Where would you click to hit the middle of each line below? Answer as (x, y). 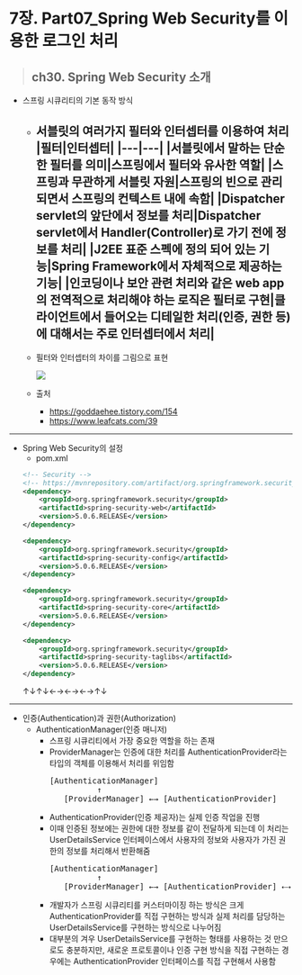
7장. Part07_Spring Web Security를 (140, 18)
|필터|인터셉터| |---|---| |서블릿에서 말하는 (148, 148)
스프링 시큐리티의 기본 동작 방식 (77, 100)
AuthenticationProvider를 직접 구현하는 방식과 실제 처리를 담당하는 (167, 916)
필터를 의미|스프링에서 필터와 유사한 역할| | (160, 165)
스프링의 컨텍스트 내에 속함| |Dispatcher (178, 199)
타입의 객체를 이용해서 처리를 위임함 (112, 763)
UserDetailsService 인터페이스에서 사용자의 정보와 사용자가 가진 (163, 840)
